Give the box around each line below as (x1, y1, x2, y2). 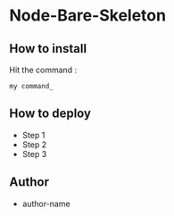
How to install (9, 41, 87, 56)
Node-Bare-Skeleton (9, 5, 167, 26)
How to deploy (9, 106, 92, 121)
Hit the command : (9, 64, 78, 75)
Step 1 (21, 129, 46, 140)
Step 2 (21, 139, 47, 150)
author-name (21, 198, 70, 209)
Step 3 (21, 148, 47, 159)
